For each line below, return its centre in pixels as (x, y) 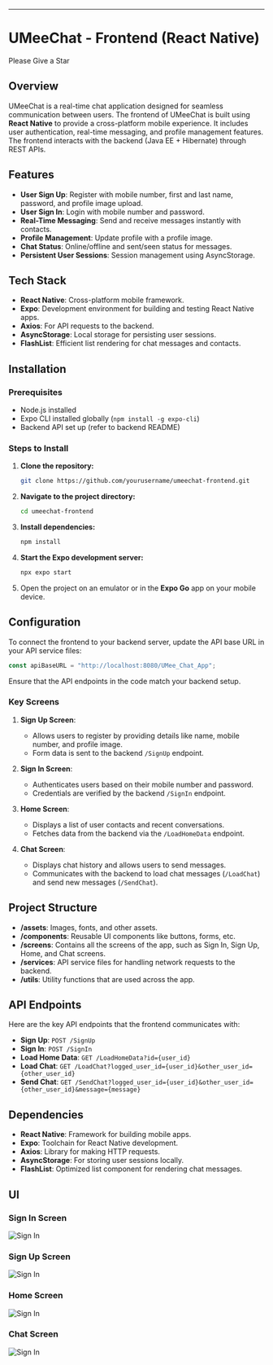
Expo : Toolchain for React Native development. (99, 1143)
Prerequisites (35, 392)
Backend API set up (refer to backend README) (100, 428)
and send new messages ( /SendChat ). (95, 882)
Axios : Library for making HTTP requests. (90, 1152)
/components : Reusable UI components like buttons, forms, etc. (128, 936)
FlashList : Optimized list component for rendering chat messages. (131, 1169)
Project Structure (53, 908)
